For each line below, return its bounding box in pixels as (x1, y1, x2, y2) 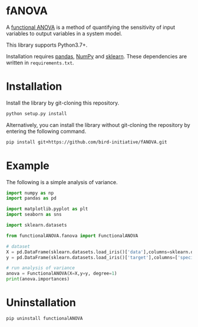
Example (6, 159, 49, 172)
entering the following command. (6, 127, 87, 135)
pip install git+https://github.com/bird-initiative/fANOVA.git (6, 139, 167, 145)
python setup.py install (6, 110, 67, 116)
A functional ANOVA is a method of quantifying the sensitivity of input (6, 24, 176, 31)
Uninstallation (6, 296, 77, 309)
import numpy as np (6, 190, 54, 196)
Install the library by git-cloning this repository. (6, 99, 120, 106)
